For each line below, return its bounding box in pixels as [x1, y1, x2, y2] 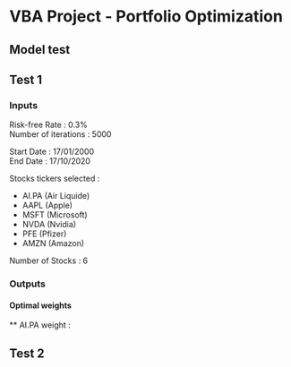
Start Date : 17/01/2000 [9, 146, 95, 158]
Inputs [9, 98, 39, 111]
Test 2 [9, 346, 45, 361]
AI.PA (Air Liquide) [21, 191, 90, 201]
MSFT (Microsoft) [21, 209, 88, 220]
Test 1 [9, 72, 43, 87]
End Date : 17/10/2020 [9, 156, 91, 166]
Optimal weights [9, 300, 72, 311]
